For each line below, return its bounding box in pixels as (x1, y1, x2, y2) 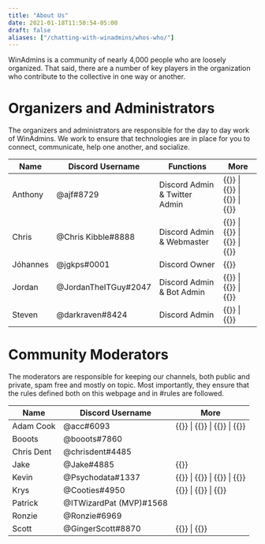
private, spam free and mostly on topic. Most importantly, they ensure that (8, 380, 250, 390)
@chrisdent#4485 (62, 446, 132, 457)
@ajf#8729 (56, 189, 99, 200)
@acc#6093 (62, 421, 110, 432)
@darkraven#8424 (56, 309, 128, 320)
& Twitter (159, 189, 192, 200)
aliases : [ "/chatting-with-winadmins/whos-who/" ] (8, 33, 175, 42)
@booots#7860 (62, 434, 122, 445)
